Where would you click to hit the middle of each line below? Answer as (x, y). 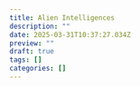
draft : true (32, 52)
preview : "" (32, 43)
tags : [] (26, 60)
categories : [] (38, 69)
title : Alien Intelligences (62, 18)
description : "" (40, 26)
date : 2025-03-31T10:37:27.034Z (70, 34)
